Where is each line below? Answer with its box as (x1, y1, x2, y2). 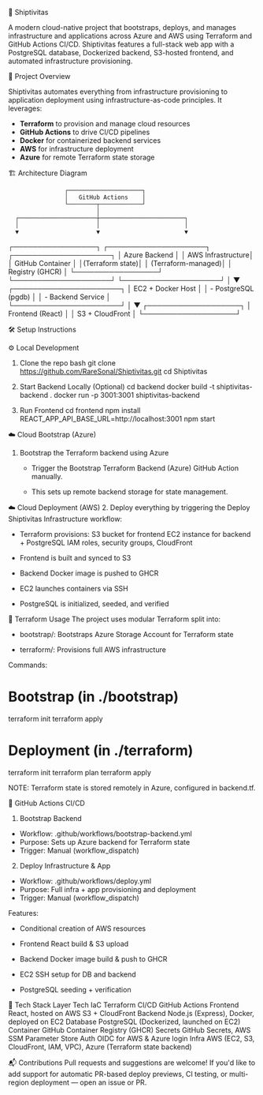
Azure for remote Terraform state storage (19, 152, 155, 162)
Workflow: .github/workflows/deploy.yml (19, 876, 152, 886)
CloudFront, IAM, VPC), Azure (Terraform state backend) (8, 1042, 192, 1052)
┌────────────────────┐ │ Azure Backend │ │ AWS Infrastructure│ (8, 250, 254, 260)
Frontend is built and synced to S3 (19, 553, 131, 562)
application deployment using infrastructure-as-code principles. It (8, 96, 222, 104)
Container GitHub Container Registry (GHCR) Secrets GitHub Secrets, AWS (8, 1025, 251, 1034)
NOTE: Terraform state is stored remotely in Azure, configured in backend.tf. (8, 782, 256, 793)
